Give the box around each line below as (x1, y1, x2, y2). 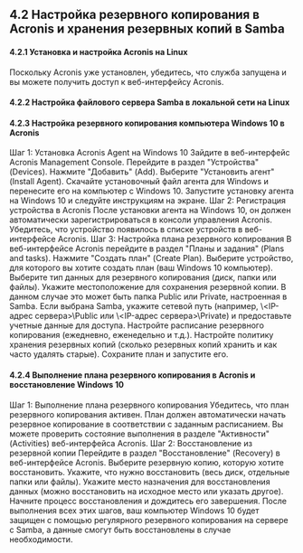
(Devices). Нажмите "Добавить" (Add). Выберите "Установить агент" (9, 166, 275, 177)
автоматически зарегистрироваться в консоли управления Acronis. (9, 214, 273, 225)
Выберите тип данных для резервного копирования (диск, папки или (9, 272, 278, 283)
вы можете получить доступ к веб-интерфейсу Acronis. (9, 76, 224, 87)
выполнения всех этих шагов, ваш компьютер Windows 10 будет (9, 505, 260, 516)
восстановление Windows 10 (9, 379, 125, 389)
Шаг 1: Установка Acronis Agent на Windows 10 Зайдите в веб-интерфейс (9, 147, 291, 158)
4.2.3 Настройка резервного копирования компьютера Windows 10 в (9, 117, 285, 128)
